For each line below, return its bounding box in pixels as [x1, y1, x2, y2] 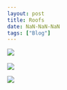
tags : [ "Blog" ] [7, 29, 51, 37]
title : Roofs [7, 17, 45, 24]
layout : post [7, 10, 45, 17]
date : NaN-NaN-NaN [7, 23, 60, 30]
